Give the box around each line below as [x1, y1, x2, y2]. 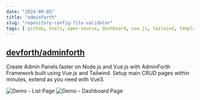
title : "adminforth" [6, 14, 58, 20]
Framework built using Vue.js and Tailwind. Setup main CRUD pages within [6, 70, 189, 77]
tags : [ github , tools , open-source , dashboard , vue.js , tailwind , [6, 25, 177, 32]
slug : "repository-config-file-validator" [6, 20, 113, 26]
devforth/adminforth [6, 47, 85, 57]
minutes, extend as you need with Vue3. [6, 76, 105, 83]
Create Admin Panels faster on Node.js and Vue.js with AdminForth [6, 63, 171, 70]
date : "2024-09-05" [6, 8, 55, 15]
